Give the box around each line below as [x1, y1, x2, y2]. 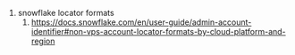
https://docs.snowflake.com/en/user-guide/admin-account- [30, 17, 252, 27]
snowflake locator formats [17, 8, 114, 18]
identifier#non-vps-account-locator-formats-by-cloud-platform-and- [30, 27, 286, 36]
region [30, 35, 55, 46]
